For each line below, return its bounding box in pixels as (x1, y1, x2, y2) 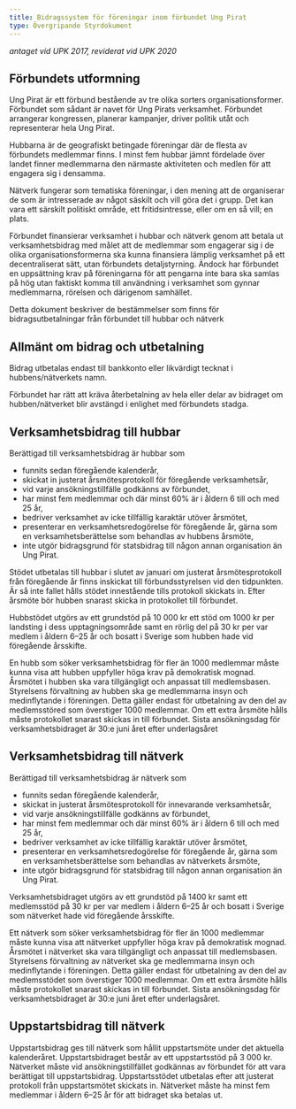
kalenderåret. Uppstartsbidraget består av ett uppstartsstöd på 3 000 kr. (9, 1051, 273, 1062)
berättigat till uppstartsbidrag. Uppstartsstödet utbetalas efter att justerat (9, 1070, 274, 1081)
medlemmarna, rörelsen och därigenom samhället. (9, 287, 193, 297)
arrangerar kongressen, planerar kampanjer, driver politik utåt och (9, 113, 249, 124)
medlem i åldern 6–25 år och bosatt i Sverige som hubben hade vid (9, 630, 254, 642)
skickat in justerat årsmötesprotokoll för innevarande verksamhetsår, (21, 798, 272, 810)
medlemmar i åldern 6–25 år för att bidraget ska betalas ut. (9, 1090, 224, 1100)
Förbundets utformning (9, 71, 140, 86)
